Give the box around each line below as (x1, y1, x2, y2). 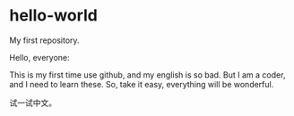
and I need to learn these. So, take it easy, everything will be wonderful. (9, 79, 274, 89)
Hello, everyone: (9, 52, 70, 62)
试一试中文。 (9, 97, 56, 108)
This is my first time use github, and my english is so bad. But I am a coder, (9, 69, 286, 80)
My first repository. (9, 35, 80, 46)
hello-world (9, 5, 99, 26)
